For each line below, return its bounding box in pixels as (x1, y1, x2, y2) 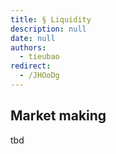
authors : (10, 42, 47, 53)
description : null (10, 24, 87, 34)
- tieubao (19, 52, 60, 62)
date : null (10, 33, 56, 43)
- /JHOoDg (19, 71, 60, 81)
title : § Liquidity (10, 14, 92, 25)
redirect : (10, 61, 52, 71)
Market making (10, 107, 107, 125)
